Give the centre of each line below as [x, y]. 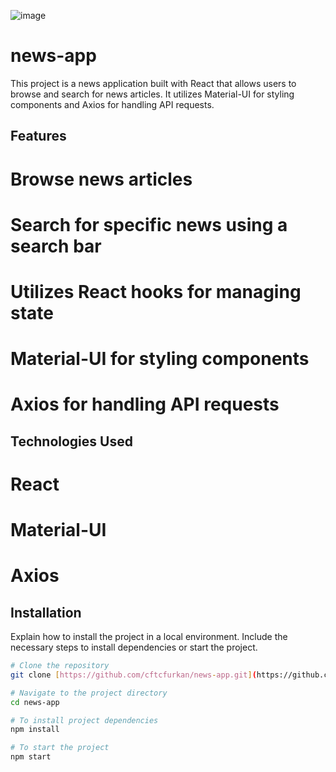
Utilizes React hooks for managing [156, 291]
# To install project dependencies [84, 720]
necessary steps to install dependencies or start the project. [134, 647]
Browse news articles [101, 179]
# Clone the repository [60, 666]
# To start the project [60, 748]
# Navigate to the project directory [89, 693]
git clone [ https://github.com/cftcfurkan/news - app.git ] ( [133, 675]
